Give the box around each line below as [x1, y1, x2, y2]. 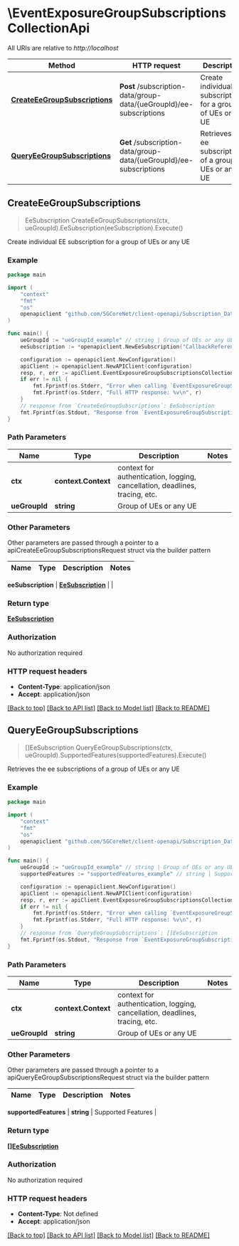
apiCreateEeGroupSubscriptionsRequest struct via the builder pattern [7, 546, 211, 555]
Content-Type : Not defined [17, 1210, 98, 1218]
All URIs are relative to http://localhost [7, 43, 119, 52]
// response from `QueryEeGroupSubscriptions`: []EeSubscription [20, 930, 218, 937]
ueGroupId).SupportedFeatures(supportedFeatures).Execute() [24, 750, 207, 759]
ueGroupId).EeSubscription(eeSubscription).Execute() [24, 223, 184, 232]
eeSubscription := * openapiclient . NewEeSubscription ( [20, 343, 183, 350]
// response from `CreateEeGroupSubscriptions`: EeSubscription [20, 402, 215, 410]
